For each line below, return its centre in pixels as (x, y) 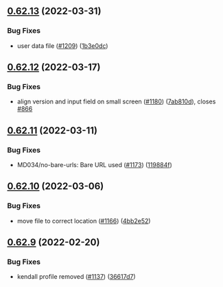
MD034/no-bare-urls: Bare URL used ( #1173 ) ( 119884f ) (95, 165)
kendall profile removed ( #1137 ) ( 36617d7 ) (76, 277)
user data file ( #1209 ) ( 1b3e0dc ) (62, 46)
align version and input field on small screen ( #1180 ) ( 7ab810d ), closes (116, 101)
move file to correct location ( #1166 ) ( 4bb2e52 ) (84, 221)
